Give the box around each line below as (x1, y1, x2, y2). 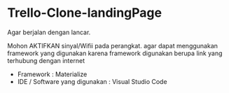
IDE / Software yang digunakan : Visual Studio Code (17, 77, 167, 85)
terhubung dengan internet (7, 56, 85, 64)
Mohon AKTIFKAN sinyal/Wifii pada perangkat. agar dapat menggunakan (7, 41, 218, 50)
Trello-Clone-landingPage (7, 5, 162, 21)
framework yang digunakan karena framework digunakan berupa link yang (7, 49, 223, 57)
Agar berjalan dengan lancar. (7, 28, 91, 36)
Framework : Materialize (17, 70, 88, 78)
